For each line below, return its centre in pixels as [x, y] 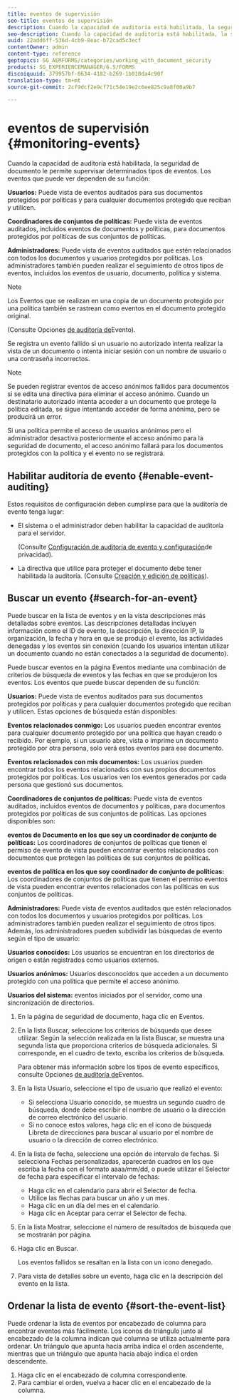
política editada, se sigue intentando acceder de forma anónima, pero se [114, 409]
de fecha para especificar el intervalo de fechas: [89, 1176]
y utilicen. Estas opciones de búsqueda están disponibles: [92, 711]
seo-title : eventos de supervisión [60, 21]
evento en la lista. [43, 1283]
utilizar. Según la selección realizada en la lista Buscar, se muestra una [121, 1038]
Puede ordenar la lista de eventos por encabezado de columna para [107, 1323]
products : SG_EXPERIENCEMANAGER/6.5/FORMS [71, 67]
